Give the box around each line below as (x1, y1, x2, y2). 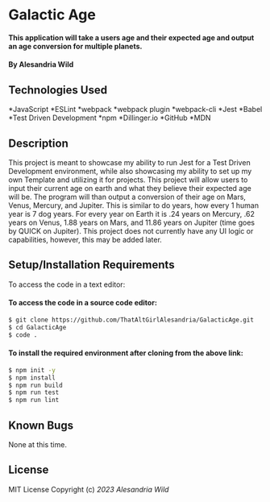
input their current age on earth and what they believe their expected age (8, 184, 251, 193)
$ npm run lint (8, 396, 60, 405)
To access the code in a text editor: (8, 280, 126, 289)
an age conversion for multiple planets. (8, 41, 143, 51)
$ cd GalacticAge (8, 323, 67, 331)
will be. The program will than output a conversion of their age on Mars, (8, 192, 246, 201)
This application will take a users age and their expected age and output (8, 32, 255, 42)
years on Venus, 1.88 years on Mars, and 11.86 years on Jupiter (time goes (8, 218, 255, 227)
